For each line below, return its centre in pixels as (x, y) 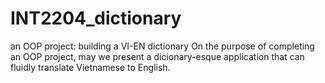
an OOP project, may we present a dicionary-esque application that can (157, 56)
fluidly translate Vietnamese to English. (90, 67)
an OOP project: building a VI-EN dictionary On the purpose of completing (162, 46)
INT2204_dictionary (96, 18)
